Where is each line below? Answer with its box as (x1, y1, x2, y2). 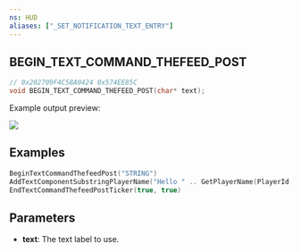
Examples (9, 145, 65, 161)
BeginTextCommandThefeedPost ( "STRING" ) (9, 169, 158, 178)
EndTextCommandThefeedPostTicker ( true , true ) (9, 185, 181, 195)
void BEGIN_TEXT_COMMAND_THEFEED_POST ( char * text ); (9, 87, 205, 96)
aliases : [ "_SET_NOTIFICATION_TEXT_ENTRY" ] (9, 21, 174, 30)
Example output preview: (9, 103, 101, 113)
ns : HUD (9, 13, 38, 22)
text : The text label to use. (21, 234, 120, 245)
